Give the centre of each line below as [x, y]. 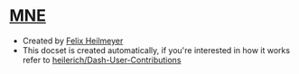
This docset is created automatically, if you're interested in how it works [156, 50]
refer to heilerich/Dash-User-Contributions [102, 60]
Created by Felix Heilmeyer [73, 41]
